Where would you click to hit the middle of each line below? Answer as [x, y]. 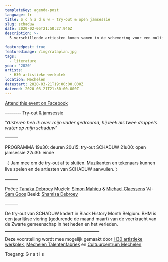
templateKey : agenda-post [32, 10]
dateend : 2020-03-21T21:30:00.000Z [42, 89]
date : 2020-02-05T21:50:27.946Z [39, 29]
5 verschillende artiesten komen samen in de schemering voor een [80, 38]
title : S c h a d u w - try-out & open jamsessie [58, 19]
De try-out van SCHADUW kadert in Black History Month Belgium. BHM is [81, 213]
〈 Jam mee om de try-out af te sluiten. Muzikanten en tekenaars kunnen [80, 163]
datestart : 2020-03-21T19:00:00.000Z [44, 84]
